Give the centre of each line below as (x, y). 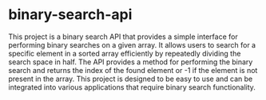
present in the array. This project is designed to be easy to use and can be (131, 79)
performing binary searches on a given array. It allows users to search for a (132, 44)
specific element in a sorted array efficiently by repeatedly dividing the (125, 53)
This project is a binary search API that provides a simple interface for (123, 37)
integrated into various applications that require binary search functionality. (132, 87)
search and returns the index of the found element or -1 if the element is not (133, 70)
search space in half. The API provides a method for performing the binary (131, 62)
